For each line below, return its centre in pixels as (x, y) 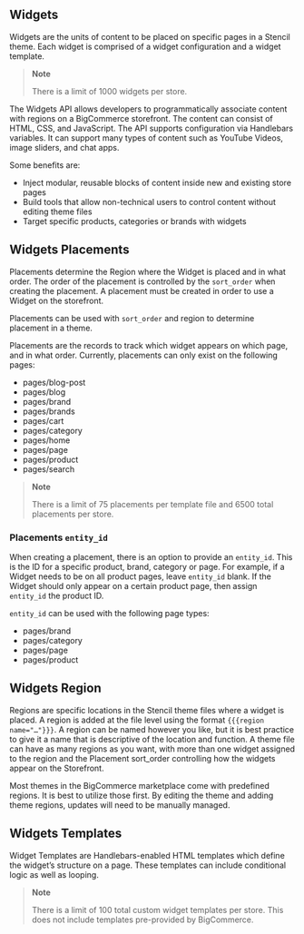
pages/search (49, 469)
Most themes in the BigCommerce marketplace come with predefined (139, 785)
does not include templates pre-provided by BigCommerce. (142, 919)
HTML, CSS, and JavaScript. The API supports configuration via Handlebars (151, 128)
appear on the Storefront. (57, 768)
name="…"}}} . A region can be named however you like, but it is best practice (152, 729)
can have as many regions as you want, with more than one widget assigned (152, 749)
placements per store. (73, 514)
